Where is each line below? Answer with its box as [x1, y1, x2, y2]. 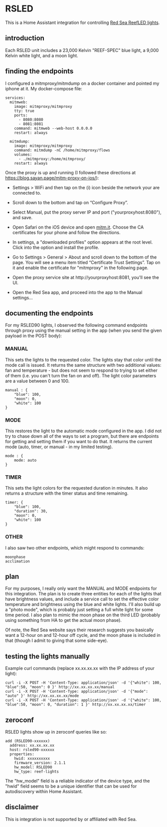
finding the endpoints [5, 67, 74, 75]
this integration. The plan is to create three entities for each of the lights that [5, 591, 162, 597]
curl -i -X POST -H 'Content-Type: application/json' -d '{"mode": [5, 689, 149, 694]
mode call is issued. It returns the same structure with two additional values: [5, 362, 162, 368]
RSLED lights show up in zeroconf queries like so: [5, 729, 107, 735]
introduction [5, 34, 45, 42]
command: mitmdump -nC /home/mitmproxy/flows [14, 148, 111, 153]
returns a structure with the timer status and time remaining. [5, 490, 129, 497]
